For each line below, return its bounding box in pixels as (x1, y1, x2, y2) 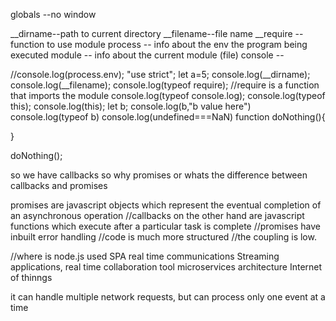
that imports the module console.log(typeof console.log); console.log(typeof (10, 90, 326, 101)
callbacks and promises (10, 180, 108, 191)
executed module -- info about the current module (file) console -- (10, 49, 285, 61)
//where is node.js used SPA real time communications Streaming (10, 250, 280, 262)
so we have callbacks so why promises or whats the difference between (10, 169, 308, 181)
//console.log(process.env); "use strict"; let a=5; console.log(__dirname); (10, 69, 311, 80)
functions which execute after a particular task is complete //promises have (10, 220, 322, 232)
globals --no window (10, 9, 97, 20)
